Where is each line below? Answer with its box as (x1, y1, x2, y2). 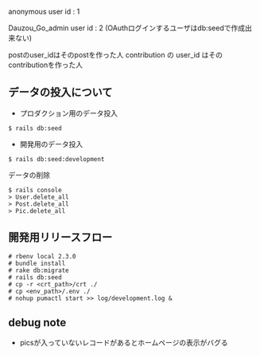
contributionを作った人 (8, 60, 83, 69)
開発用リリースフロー (8, 231, 113, 244)
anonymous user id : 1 (8, 7, 80, 16)
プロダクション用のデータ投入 (19, 108, 118, 118)
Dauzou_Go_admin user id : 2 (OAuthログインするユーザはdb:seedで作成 (8, 23, 246, 33)
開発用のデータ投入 (19, 139, 83, 148)
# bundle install (8, 259, 66, 267)
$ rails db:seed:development (8, 155, 105, 163)
